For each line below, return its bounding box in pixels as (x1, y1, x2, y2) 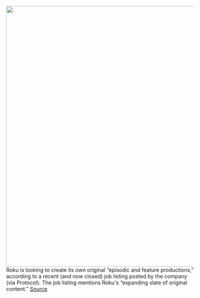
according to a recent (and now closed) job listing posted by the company (6, 273, 187, 280)
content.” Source (6, 285, 48, 292)
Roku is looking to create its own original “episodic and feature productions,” (6, 266, 194, 274)
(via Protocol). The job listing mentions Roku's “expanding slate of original (6, 279, 187, 286)
